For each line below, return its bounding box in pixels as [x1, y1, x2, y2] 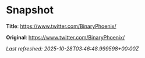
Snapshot [6, 3, 54, 17]
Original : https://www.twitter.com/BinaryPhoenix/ [6, 34, 125, 41]
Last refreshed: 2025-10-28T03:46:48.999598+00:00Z [6, 45, 139, 52]
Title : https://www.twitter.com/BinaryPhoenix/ [6, 23, 116, 30]
